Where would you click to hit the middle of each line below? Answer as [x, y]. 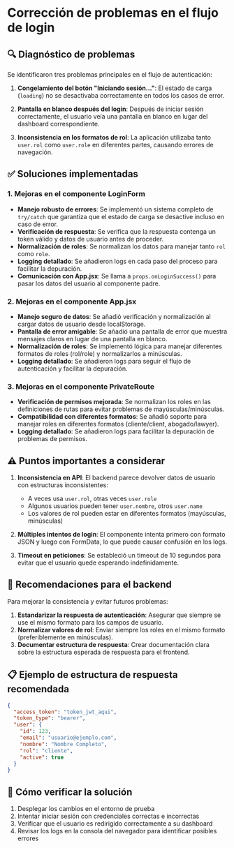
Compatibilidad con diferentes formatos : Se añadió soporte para [112, 417]
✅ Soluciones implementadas [73, 174]
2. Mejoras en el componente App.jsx [72, 302]
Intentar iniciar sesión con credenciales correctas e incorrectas [108, 816]
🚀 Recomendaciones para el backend [90, 585]
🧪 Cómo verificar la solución [70, 792]
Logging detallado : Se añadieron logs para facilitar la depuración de [116, 431]
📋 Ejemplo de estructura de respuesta [93, 675]
